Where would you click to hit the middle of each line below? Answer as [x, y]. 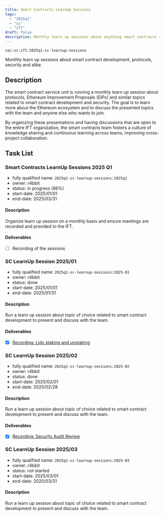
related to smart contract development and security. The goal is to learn [78, 102]
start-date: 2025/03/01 [35, 476]
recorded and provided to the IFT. [39, 226]
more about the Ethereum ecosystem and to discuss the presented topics [79, 107]
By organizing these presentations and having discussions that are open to [81, 122]
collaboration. [34, 138]
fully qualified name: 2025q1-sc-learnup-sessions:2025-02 [71, 366]
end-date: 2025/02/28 [35, 387]
